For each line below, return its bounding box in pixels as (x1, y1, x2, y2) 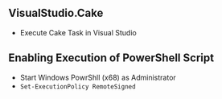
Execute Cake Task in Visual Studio (19, 27, 137, 37)
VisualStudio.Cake (8, 6, 104, 20)
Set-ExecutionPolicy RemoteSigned (19, 82, 136, 91)
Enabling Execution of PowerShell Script (8, 52, 215, 65)
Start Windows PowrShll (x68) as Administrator (19, 72, 177, 82)
